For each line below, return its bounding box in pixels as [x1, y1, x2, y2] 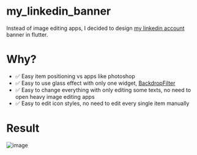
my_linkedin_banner [6, 4, 111, 18]
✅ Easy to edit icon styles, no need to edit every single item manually [15, 99, 190, 107]
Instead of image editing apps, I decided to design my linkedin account [6, 24, 185, 32]
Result [6, 121, 40, 135]
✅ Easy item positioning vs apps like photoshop [15, 72, 136, 80]
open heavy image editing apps [15, 93, 95, 100]
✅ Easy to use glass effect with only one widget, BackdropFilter [15, 79, 176, 87]
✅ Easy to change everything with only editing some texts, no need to [15, 86, 191, 93]
